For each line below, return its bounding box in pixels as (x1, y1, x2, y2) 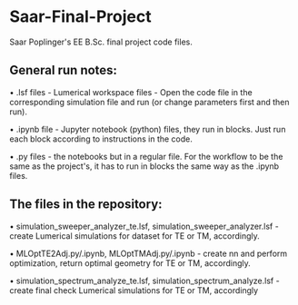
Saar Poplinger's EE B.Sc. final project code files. (9, 36, 193, 47)
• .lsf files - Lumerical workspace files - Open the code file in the (9, 86, 253, 97)
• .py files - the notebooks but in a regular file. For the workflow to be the (9, 151, 283, 162)
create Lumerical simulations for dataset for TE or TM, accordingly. (9, 230, 261, 241)
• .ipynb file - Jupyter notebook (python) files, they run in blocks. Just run (9, 123, 286, 134)
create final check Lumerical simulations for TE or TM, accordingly (9, 284, 259, 296)
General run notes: (9, 63, 118, 78)
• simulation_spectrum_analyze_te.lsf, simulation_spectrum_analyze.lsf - (9, 275, 280, 286)
